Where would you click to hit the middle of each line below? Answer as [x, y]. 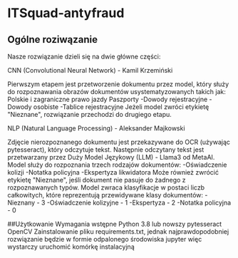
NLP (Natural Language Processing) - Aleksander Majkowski [96, 128]
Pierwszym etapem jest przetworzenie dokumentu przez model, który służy [118, 84]
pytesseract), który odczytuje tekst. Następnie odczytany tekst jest [106, 150]
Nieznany [21, 202]
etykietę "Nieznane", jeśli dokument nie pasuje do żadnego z [97, 180]
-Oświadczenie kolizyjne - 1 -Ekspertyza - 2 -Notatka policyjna [139, 202]
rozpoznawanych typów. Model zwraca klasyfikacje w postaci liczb [106, 187]
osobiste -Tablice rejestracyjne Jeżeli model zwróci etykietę [121, 107]
